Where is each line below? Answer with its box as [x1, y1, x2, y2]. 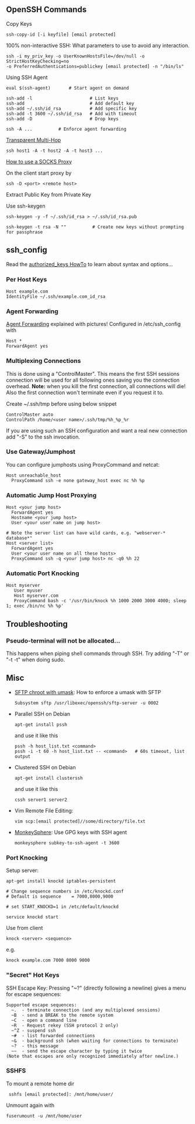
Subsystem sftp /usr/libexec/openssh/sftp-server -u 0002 [14, 700, 159, 706]
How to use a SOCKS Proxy [6, 158, 72, 165]
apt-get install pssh [14, 721, 67, 728]
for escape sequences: [6, 990, 62, 997]
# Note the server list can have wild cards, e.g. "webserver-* [6, 530, 166, 536]
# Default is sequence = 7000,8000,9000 [6, 894, 114, 899]
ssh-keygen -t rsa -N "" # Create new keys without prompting [6, 224, 184, 230]
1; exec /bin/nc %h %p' [6, 603, 64, 609]
